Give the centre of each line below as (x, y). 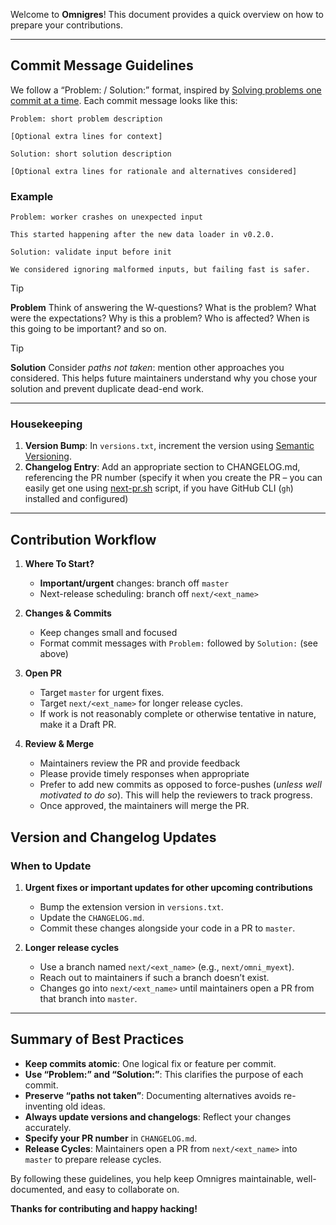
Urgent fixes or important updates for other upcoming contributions (168, 887)
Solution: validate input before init (91, 252)
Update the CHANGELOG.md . (92, 917)
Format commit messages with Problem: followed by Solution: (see (178, 643)
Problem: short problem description (86, 119)
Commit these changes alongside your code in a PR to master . (167, 928)
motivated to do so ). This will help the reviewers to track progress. (176, 795)
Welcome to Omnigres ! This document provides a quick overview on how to (167, 14)
